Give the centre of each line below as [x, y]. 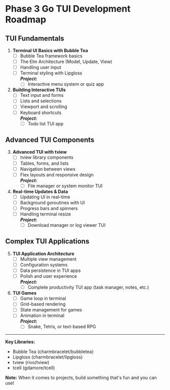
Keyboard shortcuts [41, 113]
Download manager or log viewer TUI [67, 225]
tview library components [47, 157]
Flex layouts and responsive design [57, 174]
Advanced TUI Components [50, 140]
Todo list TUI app [46, 123]
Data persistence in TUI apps [50, 270]
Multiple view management [48, 259]
